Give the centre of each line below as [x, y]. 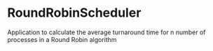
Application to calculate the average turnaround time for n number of [106, 32]
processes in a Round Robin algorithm [62, 39]
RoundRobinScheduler [74, 13]
